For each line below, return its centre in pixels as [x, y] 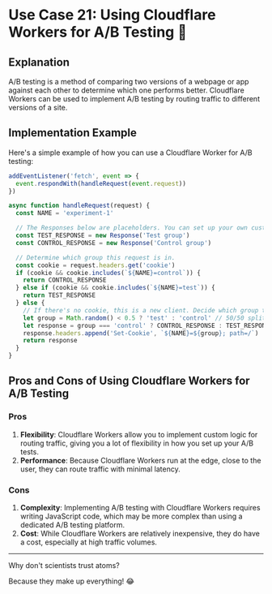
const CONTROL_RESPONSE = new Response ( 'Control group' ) [114, 243]
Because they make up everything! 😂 [72, 581]
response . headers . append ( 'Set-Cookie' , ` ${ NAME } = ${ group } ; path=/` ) [141, 333]
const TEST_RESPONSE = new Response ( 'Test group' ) [103, 236]
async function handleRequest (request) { [79, 206]
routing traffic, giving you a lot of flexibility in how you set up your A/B [136, 443]
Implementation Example [73, 133]
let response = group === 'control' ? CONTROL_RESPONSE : [123, 325]
